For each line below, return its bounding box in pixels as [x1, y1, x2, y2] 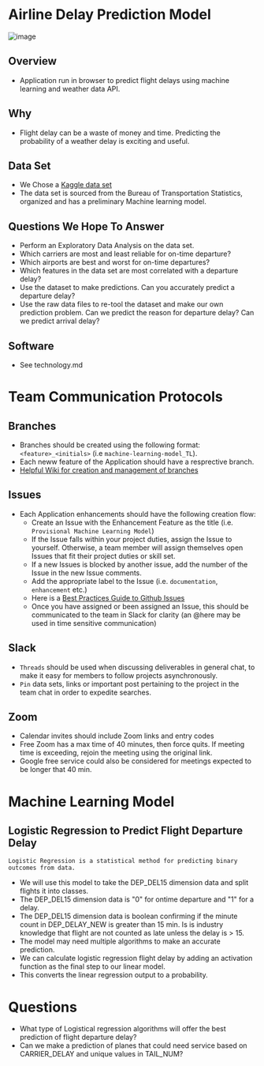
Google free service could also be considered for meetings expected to [19, 756, 252, 766]
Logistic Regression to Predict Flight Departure [8, 824, 243, 838]
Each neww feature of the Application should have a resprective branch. [19, 457, 255, 466]
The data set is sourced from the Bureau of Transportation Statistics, [19, 188, 243, 198]
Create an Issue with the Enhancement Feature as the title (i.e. [31, 518, 234, 527]
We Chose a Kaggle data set [19, 180, 113, 190]
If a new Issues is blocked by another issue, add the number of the [31, 559, 248, 569]
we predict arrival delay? [19, 316, 100, 326]
